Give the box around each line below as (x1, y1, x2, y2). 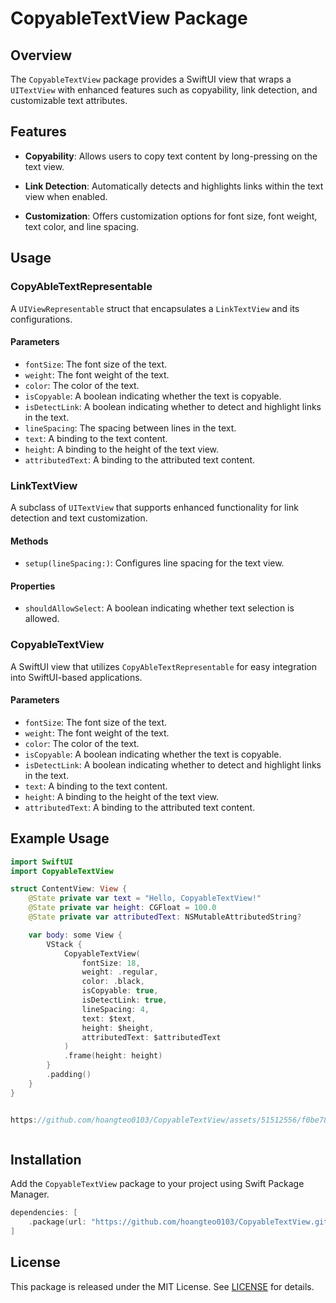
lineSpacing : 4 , (81, 1004, 150, 1014)
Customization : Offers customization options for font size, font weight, (24, 210, 318, 222)
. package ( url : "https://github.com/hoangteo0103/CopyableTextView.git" (28, 1217, 333, 1227)
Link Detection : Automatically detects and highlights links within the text (24, 180, 324, 192)
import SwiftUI (10, 857, 74, 867)
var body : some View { (28, 930, 123, 940)
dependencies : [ (10, 1208, 78, 1218)
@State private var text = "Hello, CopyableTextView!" (28, 893, 262, 904)
